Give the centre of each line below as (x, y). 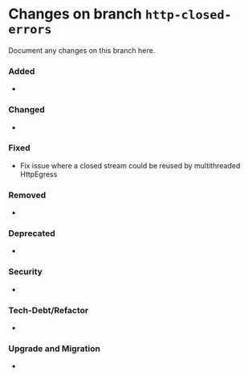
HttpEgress (39, 174)
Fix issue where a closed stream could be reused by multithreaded (130, 165)
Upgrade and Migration (54, 349)
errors (30, 29)
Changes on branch (75, 14)
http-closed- (188, 15)
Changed (27, 109)
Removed (27, 195)
